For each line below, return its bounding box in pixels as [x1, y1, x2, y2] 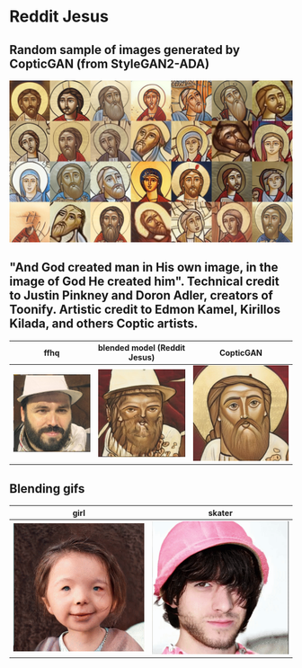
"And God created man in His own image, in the [9, 260, 279, 275]
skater [208, 507, 234, 518]
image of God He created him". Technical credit [9, 274, 280, 289]
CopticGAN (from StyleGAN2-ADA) [9, 56, 209, 71]
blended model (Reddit [97, 343, 186, 353]
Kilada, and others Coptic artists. [9, 316, 199, 332]
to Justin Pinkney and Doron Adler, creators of [9, 288, 274, 303]
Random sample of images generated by [9, 42, 241, 58]
